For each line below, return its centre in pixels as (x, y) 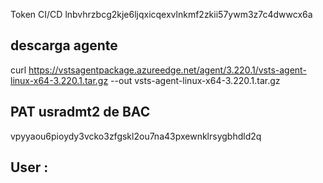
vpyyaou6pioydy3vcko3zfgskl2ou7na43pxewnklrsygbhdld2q (136, 136)
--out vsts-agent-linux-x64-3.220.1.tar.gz (195, 80)
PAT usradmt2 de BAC (80, 112)
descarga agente (64, 45)
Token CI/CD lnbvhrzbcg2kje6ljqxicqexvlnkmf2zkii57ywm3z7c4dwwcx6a (161, 14)
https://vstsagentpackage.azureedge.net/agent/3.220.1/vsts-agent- (167, 70)
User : (29, 167)
